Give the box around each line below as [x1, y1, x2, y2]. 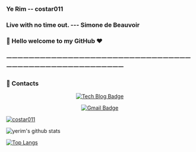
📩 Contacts [6, 79, 39, 88]
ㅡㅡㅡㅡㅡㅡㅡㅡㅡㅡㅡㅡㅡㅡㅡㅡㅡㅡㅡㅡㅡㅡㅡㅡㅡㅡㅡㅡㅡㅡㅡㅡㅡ [6, 54, 191, 62]
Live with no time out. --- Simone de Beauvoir [6, 20, 140, 29]
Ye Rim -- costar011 [6, 5, 64, 13]
